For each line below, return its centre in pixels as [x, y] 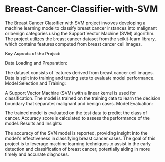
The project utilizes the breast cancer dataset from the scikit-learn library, [81, 39]
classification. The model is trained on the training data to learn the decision [83, 98]
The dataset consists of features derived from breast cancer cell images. [80, 72]
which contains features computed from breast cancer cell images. [74, 44]
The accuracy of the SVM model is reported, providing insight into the [76, 133]
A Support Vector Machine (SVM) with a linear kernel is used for [71, 93]
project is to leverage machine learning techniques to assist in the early [78, 143]
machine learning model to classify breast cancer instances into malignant [81, 28]
